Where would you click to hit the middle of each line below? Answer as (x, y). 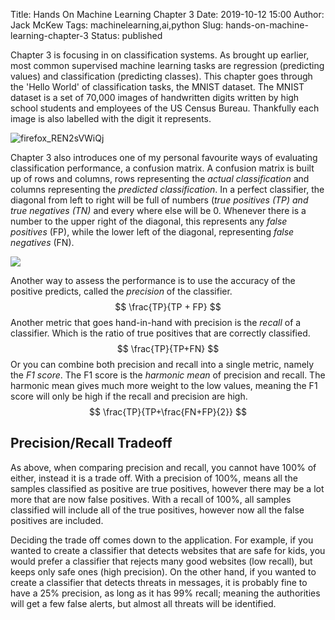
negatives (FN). (42, 242)
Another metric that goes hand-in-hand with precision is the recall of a (156, 322)
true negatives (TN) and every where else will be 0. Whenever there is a (158, 210)
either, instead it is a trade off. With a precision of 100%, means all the (154, 478)
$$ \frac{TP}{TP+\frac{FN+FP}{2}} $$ (168, 412)
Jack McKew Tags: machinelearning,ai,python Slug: (117, 25)
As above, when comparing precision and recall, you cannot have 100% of (163, 467)
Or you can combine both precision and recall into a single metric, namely (162, 364)
